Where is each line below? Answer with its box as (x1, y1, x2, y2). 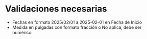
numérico (12, 29, 32, 35)
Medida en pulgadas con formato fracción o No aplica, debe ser (12, 24, 142, 30)
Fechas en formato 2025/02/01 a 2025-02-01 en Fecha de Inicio (12, 19, 142, 25)
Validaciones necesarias (5, 3, 107, 14)
